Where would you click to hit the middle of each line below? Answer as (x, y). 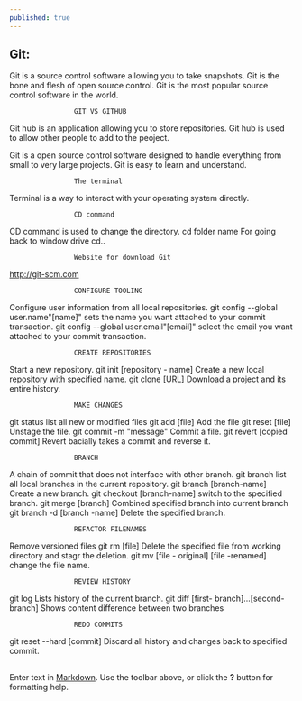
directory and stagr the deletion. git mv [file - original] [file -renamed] (138, 556)
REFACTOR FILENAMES (110, 530)
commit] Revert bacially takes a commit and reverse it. (110, 441)
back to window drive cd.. (57, 241)
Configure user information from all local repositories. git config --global (143, 308)
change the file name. (50, 566)
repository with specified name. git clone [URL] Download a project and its (148, 379)
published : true (40, 18)
